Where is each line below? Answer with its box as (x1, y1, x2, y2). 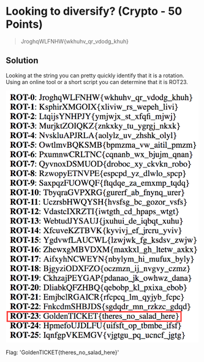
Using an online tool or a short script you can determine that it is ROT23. (6, 78, 188, 85)
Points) (6, 17, 43, 31)
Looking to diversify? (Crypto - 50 (6, 4, 183, 18)
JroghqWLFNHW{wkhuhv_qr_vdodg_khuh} (20, 37, 129, 45)
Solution (6, 55, 39, 66)
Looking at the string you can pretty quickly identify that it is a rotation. (6, 72, 184, 79)
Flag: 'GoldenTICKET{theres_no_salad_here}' (6, 349, 119, 356)
